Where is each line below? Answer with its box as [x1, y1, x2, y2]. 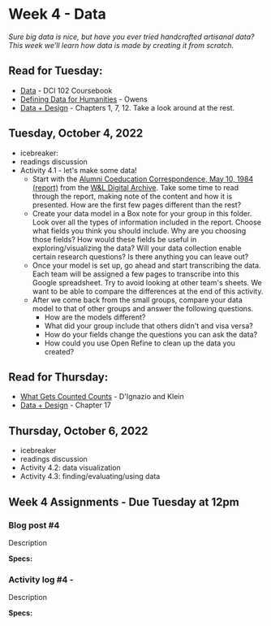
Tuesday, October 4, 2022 [8, 127, 144, 141]
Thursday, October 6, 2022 [8, 424, 148, 437]
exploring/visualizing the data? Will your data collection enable [32, 243, 242, 253]
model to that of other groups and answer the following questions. [32, 303, 254, 313]
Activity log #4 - [8, 574, 75, 585]
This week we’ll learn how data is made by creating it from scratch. [8, 40, 234, 50]
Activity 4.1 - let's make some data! [19, 165, 138, 175]
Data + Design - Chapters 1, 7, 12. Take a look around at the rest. [19, 102, 235, 112]
